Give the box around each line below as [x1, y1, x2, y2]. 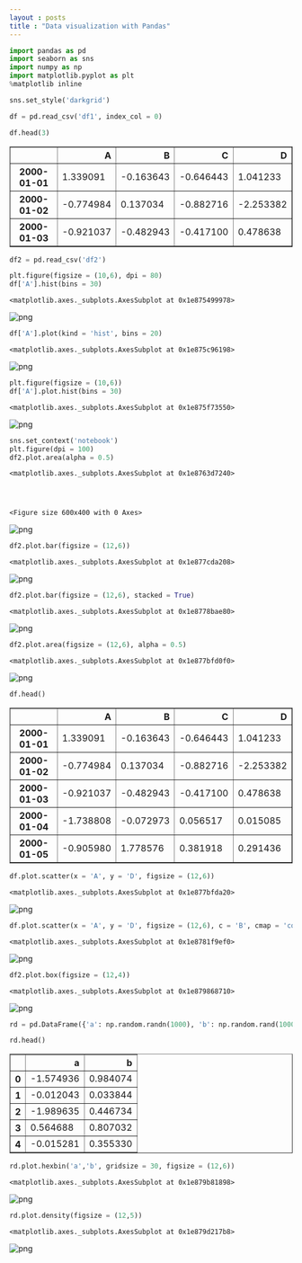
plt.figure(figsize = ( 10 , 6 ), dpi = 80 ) [9, 271, 164, 280]
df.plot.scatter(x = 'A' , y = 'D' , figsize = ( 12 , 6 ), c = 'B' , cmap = [9, 921, 280, 930]
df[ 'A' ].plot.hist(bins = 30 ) [9, 387, 123, 396]
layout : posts [9, 13, 67, 22]
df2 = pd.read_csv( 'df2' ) [9, 255, 106, 264]
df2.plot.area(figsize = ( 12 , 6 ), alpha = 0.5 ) [9, 640, 187, 650]
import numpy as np [9, 63, 83, 72]
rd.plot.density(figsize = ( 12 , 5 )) [9, 1211, 143, 1221]
